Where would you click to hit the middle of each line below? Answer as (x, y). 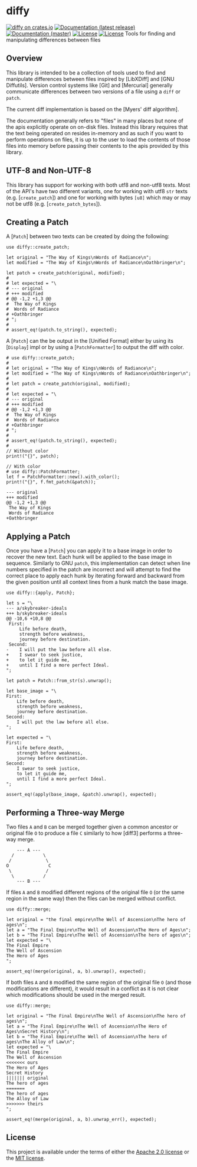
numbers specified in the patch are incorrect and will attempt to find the (93, 570)
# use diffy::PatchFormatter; (43, 472)
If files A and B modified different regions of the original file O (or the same (95, 892)
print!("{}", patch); (33, 456)
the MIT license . (26, 1158)
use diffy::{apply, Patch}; (41, 593)
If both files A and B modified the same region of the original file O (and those (99, 982)
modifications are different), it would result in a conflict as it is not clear (92, 989)
